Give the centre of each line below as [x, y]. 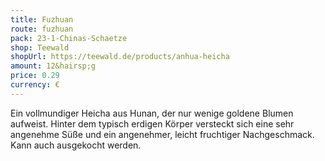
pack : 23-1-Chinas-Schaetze [69, 38]
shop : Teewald [40, 47]
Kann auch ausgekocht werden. [76, 145]
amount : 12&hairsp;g [53, 66]
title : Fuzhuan [42, 19]
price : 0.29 [35, 76]
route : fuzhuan [42, 29]
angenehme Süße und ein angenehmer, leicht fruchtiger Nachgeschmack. [162, 134]
